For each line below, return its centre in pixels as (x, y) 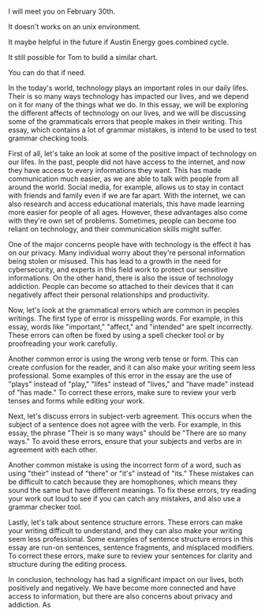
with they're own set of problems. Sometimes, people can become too (122, 221)
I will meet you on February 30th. (62, 11)
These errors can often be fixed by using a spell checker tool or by (116, 335)
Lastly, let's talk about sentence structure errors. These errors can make (125, 522)
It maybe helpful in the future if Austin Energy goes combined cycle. (119, 42)
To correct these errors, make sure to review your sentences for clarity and (130, 556)
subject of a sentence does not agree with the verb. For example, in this (125, 424)
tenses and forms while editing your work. (77, 401)
